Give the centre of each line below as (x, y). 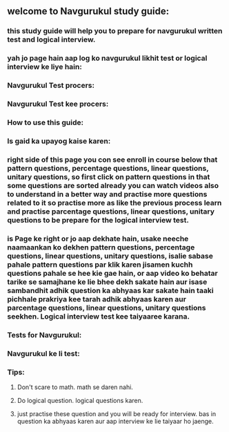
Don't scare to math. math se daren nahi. (75, 387)
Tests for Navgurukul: (44, 335)
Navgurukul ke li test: (44, 353)
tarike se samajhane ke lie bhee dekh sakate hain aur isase (107, 281)
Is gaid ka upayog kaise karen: (59, 141)
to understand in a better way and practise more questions (107, 194)
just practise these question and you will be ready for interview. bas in (117, 413)
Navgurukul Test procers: (51, 86)
